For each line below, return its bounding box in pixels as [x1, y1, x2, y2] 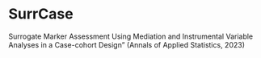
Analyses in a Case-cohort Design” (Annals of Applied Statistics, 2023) [8, 39, 245, 49]
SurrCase [8, 5, 74, 23]
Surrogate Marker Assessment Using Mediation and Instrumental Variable [8, 31, 254, 41]
